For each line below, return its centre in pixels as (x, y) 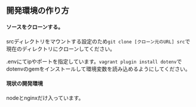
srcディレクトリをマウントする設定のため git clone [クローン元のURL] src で (98, 41)
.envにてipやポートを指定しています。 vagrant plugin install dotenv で (94, 61)
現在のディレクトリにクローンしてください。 (61, 49)
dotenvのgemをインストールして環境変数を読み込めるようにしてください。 (98, 69)
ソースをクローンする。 (35, 27)
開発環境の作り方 (38, 11)
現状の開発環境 (24, 84)
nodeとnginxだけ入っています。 (45, 97)
